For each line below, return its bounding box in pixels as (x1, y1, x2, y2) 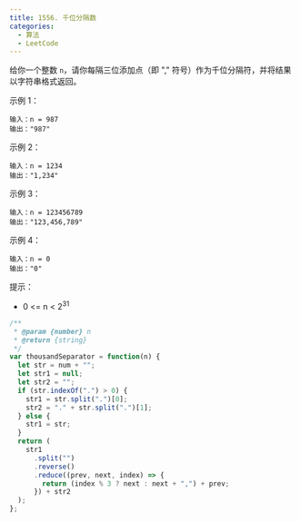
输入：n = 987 (9, 115, 59, 124)
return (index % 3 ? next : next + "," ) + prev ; (42, 478, 230, 488)
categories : (9, 22, 55, 31)
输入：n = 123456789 (9, 208, 84, 218)
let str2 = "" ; (17, 378, 75, 387)
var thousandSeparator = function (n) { (9, 352, 161, 361)
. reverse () (33, 462, 75, 471)
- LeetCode (17, 38, 59, 48)
